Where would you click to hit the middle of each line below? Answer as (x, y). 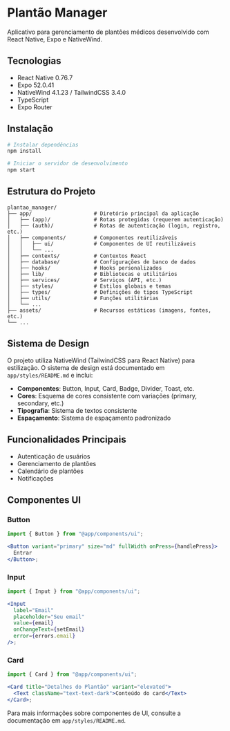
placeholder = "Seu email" (49, 617)
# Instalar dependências (43, 145)
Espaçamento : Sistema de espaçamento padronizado (94, 418)
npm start (21, 170)
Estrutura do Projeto (51, 192)
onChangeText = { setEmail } (49, 630)
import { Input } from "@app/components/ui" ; (74, 591)
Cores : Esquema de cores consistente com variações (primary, (107, 396)
